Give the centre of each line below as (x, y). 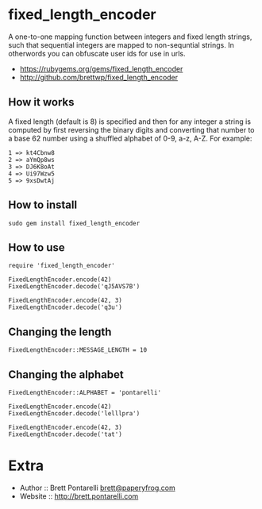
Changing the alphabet (66, 374)
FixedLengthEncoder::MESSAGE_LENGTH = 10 (78, 350)
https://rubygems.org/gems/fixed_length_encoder (101, 68)
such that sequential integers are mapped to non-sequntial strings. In (121, 44)
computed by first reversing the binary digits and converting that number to (132, 129)
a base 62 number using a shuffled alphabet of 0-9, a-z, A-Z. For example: (130, 138)
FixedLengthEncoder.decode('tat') (65, 434)
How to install (43, 205)
